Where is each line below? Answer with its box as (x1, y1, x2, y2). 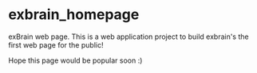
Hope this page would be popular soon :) (8, 56, 143, 65)
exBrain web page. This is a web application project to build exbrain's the (8, 32, 249, 41)
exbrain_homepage (8, 6, 140, 24)
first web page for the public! (8, 40, 104, 49)
